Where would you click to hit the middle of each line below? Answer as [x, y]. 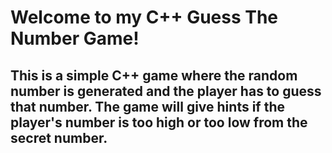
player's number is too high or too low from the [159, 122]
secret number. [59, 137]
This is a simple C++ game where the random [154, 75]
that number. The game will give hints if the [148, 106]
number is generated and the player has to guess [166, 91]
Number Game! [75, 38]
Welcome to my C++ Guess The [144, 17]
